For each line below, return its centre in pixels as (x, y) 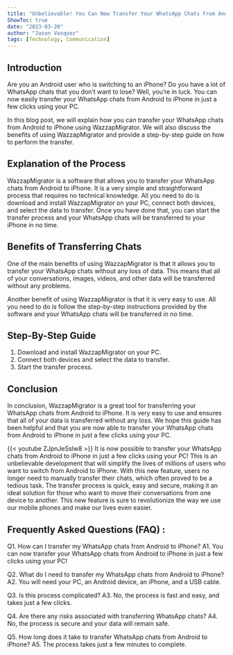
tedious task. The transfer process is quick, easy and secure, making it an (113, 486)
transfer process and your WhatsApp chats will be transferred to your (106, 217)
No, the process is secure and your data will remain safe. (88, 623)
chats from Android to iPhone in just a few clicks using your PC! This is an (112, 456)
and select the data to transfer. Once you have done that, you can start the (114, 210)
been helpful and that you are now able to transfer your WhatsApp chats (110, 428)
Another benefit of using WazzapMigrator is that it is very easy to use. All (112, 299)
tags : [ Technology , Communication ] (59, 40)
